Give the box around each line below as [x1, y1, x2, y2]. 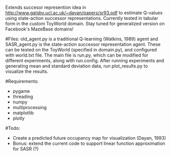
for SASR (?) [12, 146, 39, 152]
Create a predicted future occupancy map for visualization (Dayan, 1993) [12, 135, 166, 141]
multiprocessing [12, 105, 47, 110]
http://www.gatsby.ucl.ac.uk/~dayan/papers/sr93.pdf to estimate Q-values [5, 10, 163, 16]
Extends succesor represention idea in [5, 5, 87, 10]
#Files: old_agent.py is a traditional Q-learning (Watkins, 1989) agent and [5, 36, 158, 42]
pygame [12, 88, 30, 94]
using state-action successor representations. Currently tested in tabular [5, 15, 158, 21]
